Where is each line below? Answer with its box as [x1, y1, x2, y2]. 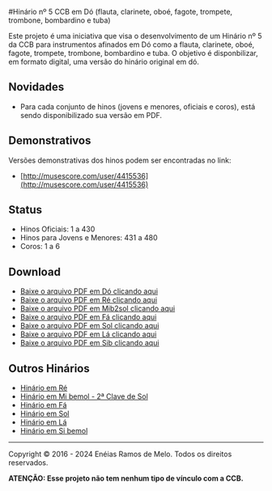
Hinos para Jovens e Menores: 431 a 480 [19, 233, 158, 243]
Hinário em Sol [19, 408, 70, 419]
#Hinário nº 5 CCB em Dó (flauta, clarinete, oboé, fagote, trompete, [8, 7, 233, 16]
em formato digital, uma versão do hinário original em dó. [8, 57, 200, 66]
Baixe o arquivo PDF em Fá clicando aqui [19, 312, 157, 322]
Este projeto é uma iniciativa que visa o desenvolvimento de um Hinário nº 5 [8, 32, 262, 40]
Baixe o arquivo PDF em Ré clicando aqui [19, 295, 158, 305]
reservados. [8, 458, 49, 468]
